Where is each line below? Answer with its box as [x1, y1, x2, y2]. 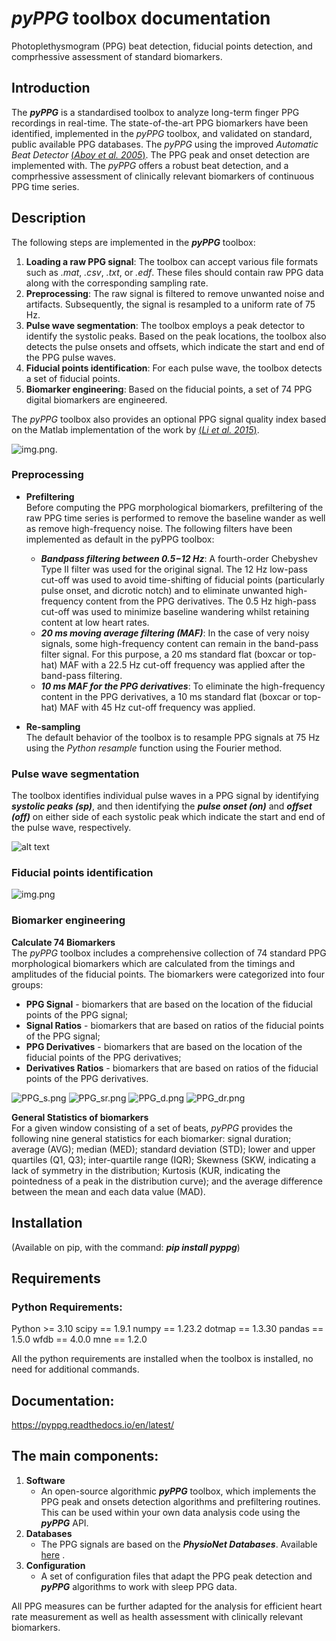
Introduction [11, 80, 91, 97]
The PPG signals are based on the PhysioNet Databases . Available [40, 1538, 318, 1550]
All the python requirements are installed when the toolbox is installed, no [11, 1353, 314, 1365]
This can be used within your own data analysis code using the [40, 1506, 301, 1518]
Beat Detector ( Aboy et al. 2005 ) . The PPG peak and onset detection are [11, 148, 310, 161]
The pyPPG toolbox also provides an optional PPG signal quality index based [11, 413, 327, 425]
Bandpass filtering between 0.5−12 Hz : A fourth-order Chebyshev [40, 552, 318, 564]
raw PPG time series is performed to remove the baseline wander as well [25, 512, 326, 524]
